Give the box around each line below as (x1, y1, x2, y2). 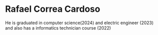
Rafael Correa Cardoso (5, 3, 100, 15)
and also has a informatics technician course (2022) (5, 25, 111, 31)
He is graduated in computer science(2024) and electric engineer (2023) (5, 20, 154, 26)
